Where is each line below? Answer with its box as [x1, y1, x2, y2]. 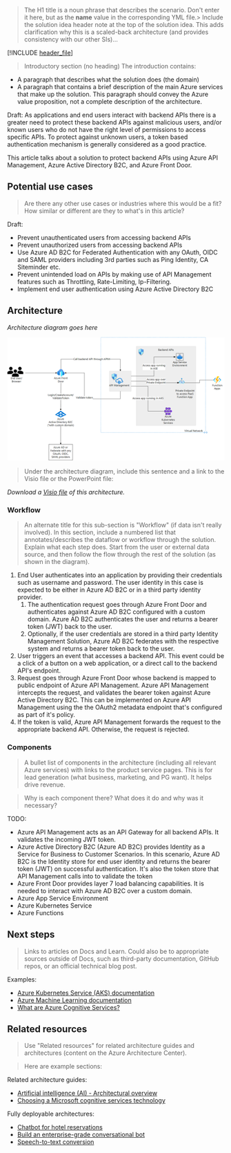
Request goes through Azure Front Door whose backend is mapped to [17, 674, 217, 682]
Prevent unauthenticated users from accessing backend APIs [17, 233, 192, 241]
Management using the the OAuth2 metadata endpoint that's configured [17, 703, 223, 711]
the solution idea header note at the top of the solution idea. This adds [23, 21, 224, 28]
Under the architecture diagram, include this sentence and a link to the [23, 467, 225, 476]
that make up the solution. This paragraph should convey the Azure [17, 90, 209, 98]
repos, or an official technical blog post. [23, 962, 137, 970]
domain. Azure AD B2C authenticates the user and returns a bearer [27, 615, 219, 624]
